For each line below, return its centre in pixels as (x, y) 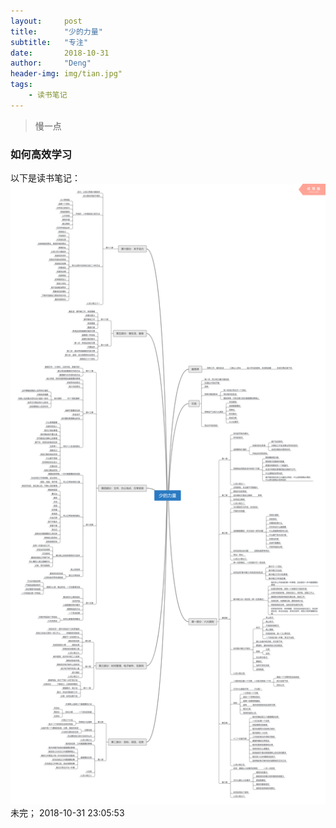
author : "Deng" (51, 63)
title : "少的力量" (56, 31)
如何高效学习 (41, 154)
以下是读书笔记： (45, 178)
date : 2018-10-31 (60, 53)
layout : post (46, 21)
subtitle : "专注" (49, 42)
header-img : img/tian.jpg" (66, 74)
